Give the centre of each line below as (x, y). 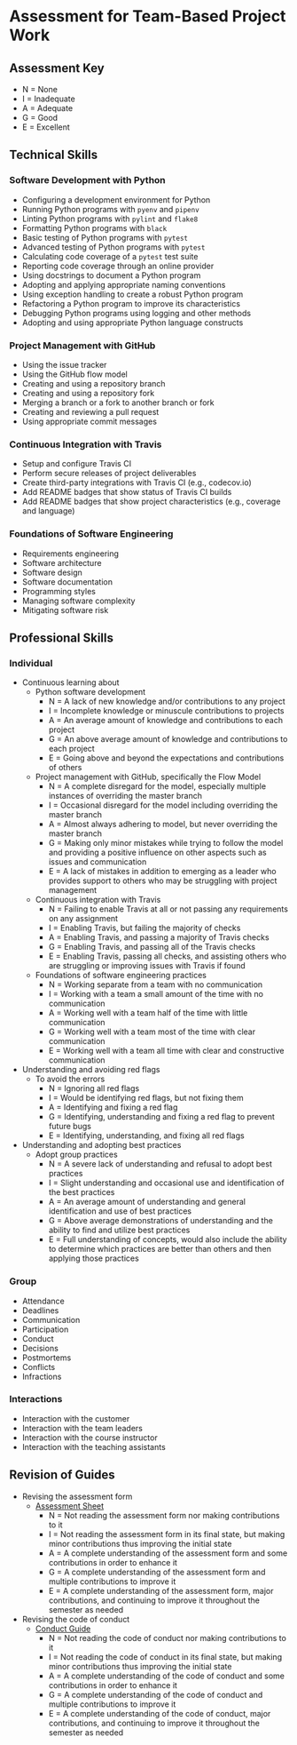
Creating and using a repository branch (94, 383)
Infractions (42, 1376)
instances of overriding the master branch (125, 796)
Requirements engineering (70, 554)
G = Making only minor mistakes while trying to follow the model (166, 843)
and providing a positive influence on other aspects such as (158, 853)
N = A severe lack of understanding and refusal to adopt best (160, 1164)
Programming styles (59, 591)
